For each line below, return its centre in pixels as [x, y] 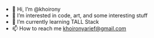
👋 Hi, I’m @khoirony [36, 9]
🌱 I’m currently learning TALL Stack [55, 22]
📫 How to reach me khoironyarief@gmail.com [69, 28]
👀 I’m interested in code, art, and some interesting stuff [80, 15]
